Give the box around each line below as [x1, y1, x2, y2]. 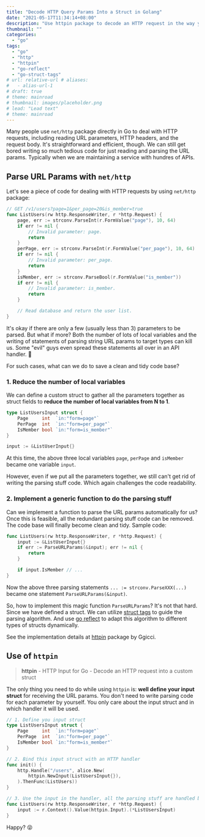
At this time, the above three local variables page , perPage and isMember [6, 454, 184, 462]
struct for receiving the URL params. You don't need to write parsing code [6, 692, 193, 699]
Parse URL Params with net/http [6, 172, 131, 182]
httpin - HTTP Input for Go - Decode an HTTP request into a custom [21, 667, 193, 675]
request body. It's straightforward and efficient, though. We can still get [6, 141, 186, 148]
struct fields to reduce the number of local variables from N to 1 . [6, 398, 170, 405]
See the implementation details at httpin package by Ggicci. [6, 633, 156, 640]
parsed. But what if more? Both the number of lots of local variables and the [6, 331, 197, 338]
